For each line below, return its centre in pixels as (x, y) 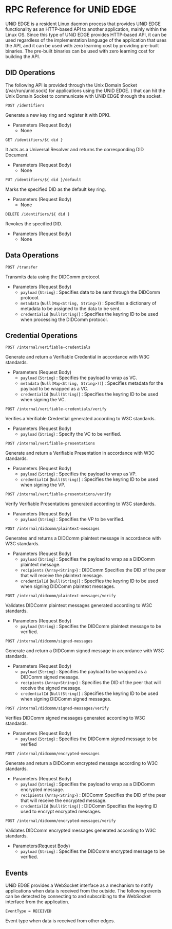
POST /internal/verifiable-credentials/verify (56, 409)
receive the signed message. (51, 688)
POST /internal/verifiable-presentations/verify (58, 494)
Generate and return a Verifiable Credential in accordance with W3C (78, 357)
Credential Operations (42, 335)
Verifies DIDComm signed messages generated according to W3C (75, 718)
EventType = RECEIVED (28, 912)
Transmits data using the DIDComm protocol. (53, 277)
